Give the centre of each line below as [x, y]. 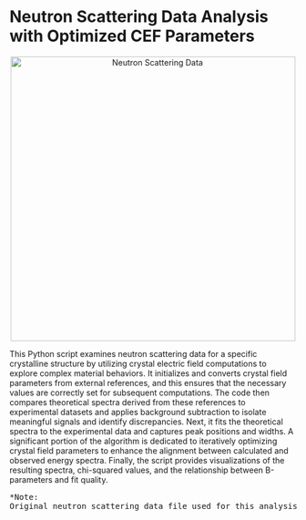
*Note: [24, 497]
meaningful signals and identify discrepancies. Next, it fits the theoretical [147, 422]
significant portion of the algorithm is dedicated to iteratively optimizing [143, 441]
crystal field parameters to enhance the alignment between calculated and [149, 450]
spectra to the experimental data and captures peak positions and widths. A [152, 431]
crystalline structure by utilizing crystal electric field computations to [138, 363]
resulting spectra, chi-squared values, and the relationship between [137, 470]
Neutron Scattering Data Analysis [139, 17]
